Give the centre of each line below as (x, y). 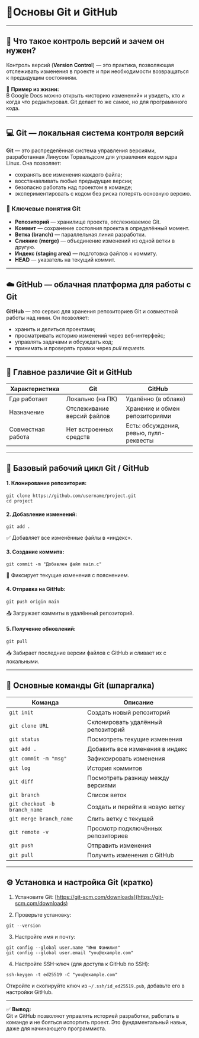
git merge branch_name (41, 819)
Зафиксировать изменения (126, 759)
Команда (45, 702)
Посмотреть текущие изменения (134, 739)
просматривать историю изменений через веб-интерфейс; (90, 335)
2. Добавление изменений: (42, 514)
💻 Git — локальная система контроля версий (95, 133)
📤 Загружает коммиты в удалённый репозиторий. (70, 613)
